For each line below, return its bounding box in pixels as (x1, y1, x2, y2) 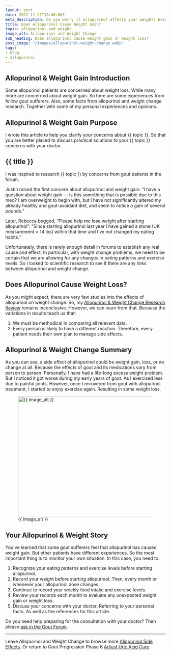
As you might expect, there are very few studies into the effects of (5, 294, 144, 300)
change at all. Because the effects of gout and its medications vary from (5, 364, 157, 371)
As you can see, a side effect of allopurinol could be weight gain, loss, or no (5, 359, 164, 365)
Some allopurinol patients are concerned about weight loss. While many (5, 87, 156, 93)
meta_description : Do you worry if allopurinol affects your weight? (5, 17, 156, 22)
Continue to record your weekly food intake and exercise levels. (12, 587, 147, 593)
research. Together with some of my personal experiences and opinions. (5, 103, 158, 110)
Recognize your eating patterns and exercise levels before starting (12, 565, 153, 571)
